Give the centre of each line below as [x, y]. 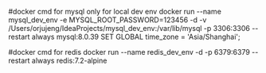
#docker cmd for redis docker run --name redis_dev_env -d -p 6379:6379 [129, 52]
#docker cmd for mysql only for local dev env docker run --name [115, 12]
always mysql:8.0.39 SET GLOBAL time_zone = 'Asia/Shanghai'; [136, 36]
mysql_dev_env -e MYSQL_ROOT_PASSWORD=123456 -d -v [108, 20]
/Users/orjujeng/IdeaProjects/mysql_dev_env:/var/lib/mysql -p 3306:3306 [129, 28]
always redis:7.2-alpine [69, 60]
